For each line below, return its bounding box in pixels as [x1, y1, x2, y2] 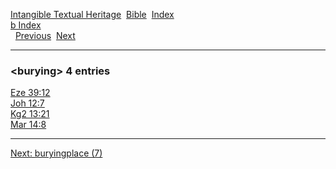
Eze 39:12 [10, 87, 51, 99]
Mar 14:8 [10, 119, 47, 131]
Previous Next [14, 30, 76, 41]
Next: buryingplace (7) [10, 147, 103, 159]
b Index [10, 19, 42, 31]
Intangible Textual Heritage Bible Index [10, 9, 175, 20]
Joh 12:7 [10, 97, 45, 109]
